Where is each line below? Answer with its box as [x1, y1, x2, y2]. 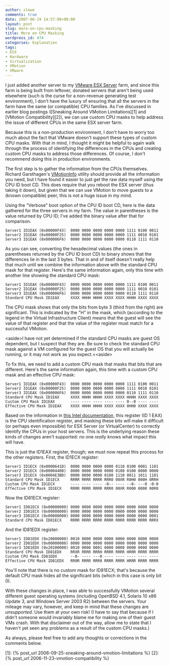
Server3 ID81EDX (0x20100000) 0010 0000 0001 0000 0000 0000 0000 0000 [5, 545, 158, 550]
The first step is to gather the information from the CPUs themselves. [5, 166, 148, 172]
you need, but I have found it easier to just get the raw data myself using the [5, 177, 163, 182]
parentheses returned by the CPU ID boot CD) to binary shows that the [5, 251, 152, 257]
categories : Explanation [5, 40, 57, 45]
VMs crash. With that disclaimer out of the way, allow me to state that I [5, 620, 152, 626]
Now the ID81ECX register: [5, 495, 60, 501]
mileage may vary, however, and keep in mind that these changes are [5, 604, 149, 610]
